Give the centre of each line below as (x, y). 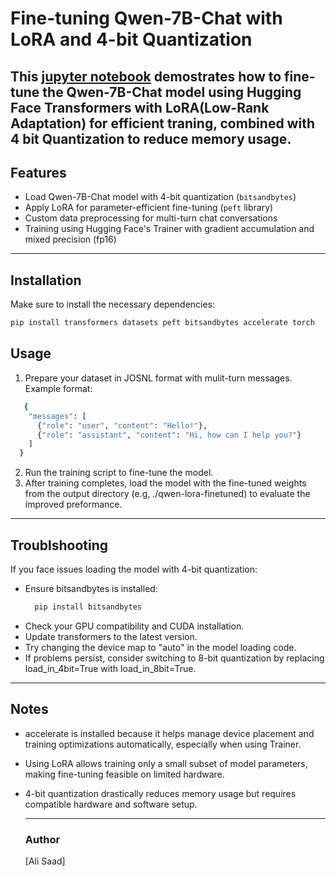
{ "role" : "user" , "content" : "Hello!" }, (122, 425)
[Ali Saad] (45, 861)
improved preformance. (73, 504)
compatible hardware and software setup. (111, 804)
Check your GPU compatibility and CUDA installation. (134, 626)
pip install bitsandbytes (88, 607)
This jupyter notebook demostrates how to (146, 76)
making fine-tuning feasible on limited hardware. (124, 774)
